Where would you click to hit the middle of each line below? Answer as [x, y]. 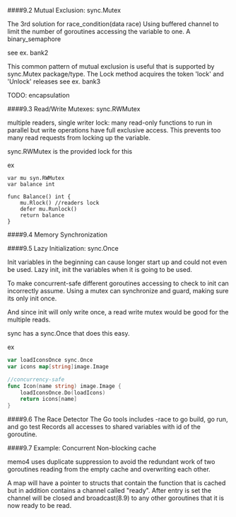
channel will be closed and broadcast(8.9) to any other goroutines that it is [116, 498]
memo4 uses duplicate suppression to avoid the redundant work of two [111, 462]
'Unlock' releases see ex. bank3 [54, 81]
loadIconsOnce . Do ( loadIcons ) [63, 392]
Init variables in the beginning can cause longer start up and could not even [117, 262]
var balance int [31, 184]
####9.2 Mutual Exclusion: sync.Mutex [64, 10]
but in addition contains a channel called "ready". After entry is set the [110, 491]
